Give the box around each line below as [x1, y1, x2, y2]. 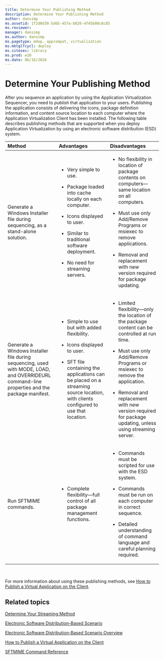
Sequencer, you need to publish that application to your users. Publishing [5, 100, 152, 106]
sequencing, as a [7, 222, 47, 229]
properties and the [7, 384, 50, 391]
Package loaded [67, 183, 104, 190]
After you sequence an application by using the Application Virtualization [5, 95, 152, 100]
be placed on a [67, 377, 102, 384]
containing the [67, 365, 100, 371]
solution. [7, 234, 27, 241]
